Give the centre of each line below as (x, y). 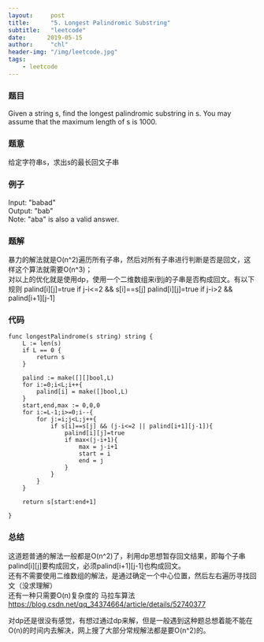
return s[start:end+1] (59, 502)
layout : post (37, 15)
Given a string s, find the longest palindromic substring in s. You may (120, 113)
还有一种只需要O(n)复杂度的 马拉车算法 (72, 595)
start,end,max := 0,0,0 (61, 406)
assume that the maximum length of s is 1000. (83, 122)
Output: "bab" (31, 210)
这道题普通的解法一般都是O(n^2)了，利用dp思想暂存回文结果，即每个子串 (127, 555)
